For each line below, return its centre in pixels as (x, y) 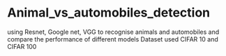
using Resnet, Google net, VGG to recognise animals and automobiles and (113, 32)
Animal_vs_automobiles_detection (109, 13)
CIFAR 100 (22, 46)
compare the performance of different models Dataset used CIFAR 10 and (113, 39)
